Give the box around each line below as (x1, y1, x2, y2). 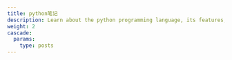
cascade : (7, 29, 32, 37)
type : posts (19, 42, 54, 49)
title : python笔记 (7, 10, 58, 17)
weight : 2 (7, 23, 36, 30)
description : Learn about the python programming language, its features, (7, 17, 227, 23)
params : (13, 36, 36, 43)
